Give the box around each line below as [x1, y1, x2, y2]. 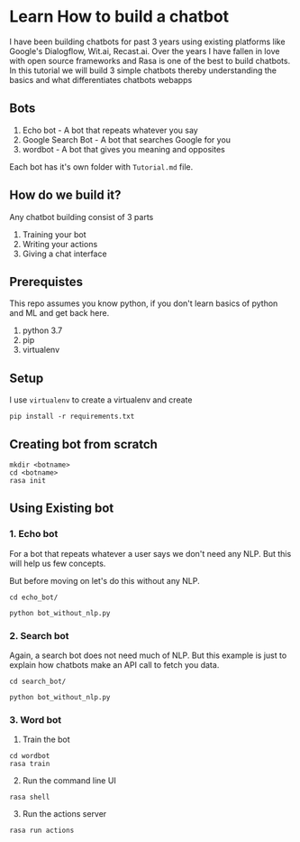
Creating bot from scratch [9, 436, 158, 452]
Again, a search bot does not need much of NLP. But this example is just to [9, 650, 287, 661]
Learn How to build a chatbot [9, 6, 230, 27]
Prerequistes [9, 273, 84, 290]
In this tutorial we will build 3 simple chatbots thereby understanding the [9, 65, 277, 76]
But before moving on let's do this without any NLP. [9, 575, 200, 586]
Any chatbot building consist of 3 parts [9, 211, 154, 222]
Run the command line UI [22, 775, 117, 786]
